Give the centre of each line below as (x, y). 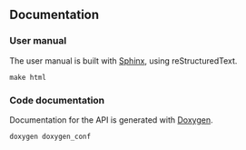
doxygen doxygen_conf (50, 136)
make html (28, 77)
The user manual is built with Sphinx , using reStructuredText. (123, 60)
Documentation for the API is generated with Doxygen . (111, 120)
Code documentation (57, 100)
